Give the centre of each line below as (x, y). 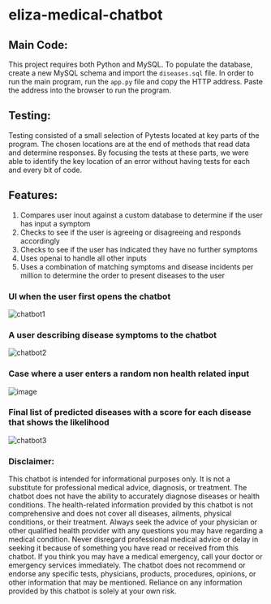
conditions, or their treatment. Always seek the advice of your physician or (133, 522)
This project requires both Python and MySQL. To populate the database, (131, 64)
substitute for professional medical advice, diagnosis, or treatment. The (128, 488)
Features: (33, 195)
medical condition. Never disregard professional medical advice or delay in (133, 539)
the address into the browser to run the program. (90, 90)
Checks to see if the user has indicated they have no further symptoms (139, 249)
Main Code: (38, 45)
